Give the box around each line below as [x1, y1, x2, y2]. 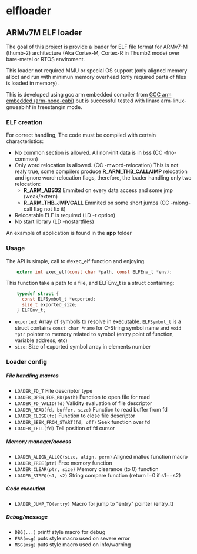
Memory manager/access [6, 438, 72, 445]
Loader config [6, 357, 47, 366]
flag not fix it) [33, 205, 66, 213]
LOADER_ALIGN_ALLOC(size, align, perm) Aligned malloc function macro [14, 453, 188, 460]
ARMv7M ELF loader [6, 28, 82, 38]
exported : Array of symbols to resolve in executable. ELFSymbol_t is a [14, 318, 181, 325]
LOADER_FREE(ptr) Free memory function [14, 459, 113, 466]
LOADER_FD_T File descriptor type [14, 387, 93, 394]
